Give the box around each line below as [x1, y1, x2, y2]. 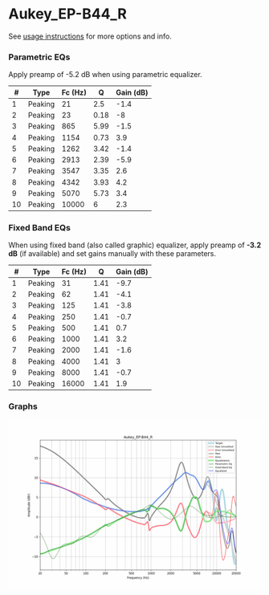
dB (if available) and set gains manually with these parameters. [8, 249, 217, 259]
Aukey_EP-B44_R [8, 5, 127, 23]
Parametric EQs [8, 51, 71, 63]
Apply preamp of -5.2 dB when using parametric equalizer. [8, 70, 202, 79]
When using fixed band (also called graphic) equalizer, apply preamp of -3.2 [8, 240, 262, 250]
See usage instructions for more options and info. [8, 31, 173, 41]
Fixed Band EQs [8, 222, 71, 233]
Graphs [8, 401, 38, 412]
